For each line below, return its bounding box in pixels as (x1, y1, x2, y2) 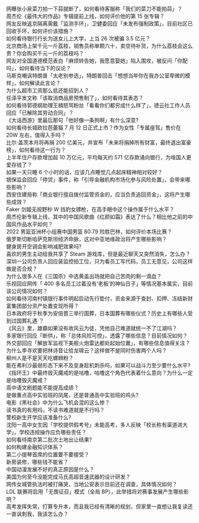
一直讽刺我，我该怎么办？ (6, 511, 69, 517)
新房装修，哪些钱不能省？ (6, 458, 69, 465)
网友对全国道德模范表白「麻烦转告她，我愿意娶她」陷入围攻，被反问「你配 (6, 57, 188, 64)
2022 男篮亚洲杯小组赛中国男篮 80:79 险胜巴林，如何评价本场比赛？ (6, 228, 173, 235)
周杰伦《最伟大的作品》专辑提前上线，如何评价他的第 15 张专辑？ (6, 12, 165, 20)
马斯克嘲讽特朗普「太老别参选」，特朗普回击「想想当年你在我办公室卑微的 (6, 72, 185, 79)
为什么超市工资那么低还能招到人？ (6, 87, 89, 94)
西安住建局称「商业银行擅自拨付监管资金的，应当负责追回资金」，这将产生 (6, 191, 185, 198)
